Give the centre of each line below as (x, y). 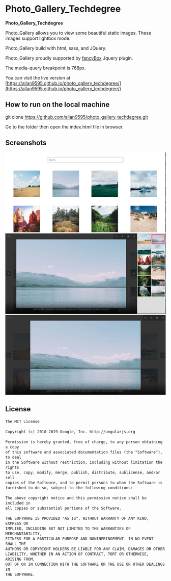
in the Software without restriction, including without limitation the (84, 462)
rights (12, 467)
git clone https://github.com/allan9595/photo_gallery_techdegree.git (77, 117)
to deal (13, 457)
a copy (12, 447)
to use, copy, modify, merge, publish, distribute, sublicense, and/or (83, 472)
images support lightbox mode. (38, 38)
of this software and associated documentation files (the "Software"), (84, 452)
